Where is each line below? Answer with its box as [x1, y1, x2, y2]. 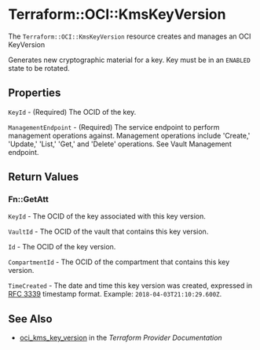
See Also [8, 312, 53, 326]
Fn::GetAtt [8, 194, 49, 205]
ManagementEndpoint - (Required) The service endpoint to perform [8, 122, 220, 131]
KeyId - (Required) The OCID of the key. [8, 107, 137, 116]
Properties [8, 87, 61, 100]
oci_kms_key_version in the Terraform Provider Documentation [19, 333, 222, 343]
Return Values [8, 171, 79, 184]
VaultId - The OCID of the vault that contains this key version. [8, 227, 209, 237]
